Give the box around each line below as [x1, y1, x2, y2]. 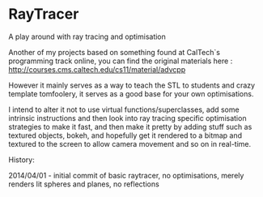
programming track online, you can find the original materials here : [8, 56, 233, 66]
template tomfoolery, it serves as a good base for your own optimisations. [8, 88, 254, 98]
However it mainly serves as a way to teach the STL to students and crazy [8, 80, 256, 90]
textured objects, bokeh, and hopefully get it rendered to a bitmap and [8, 131, 243, 140]
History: [8, 155, 35, 165]
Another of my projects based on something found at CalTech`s [8, 47, 221, 57]
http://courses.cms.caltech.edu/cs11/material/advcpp [8, 64, 186, 74]
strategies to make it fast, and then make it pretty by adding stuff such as [8, 122, 252, 131]
